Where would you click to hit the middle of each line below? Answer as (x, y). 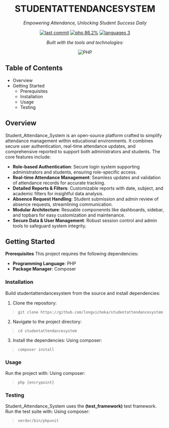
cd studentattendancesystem (47, 331)
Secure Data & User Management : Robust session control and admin (85, 220)
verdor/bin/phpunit (38, 421)
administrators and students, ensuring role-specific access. (75, 172)
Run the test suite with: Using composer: (48, 412)
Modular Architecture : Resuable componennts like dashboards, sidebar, (88, 209)
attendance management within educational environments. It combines (79, 141)
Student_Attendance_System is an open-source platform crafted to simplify (83, 135)
